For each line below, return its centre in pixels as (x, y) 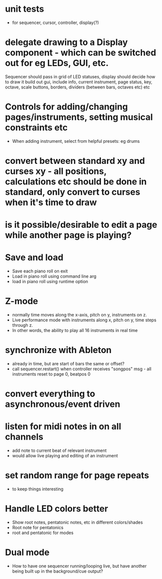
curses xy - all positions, (56, 171)
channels (24, 437)
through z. (22, 325)
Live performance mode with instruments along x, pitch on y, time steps (84, 320)
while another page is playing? (68, 235)
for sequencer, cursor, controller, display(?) (55, 22)
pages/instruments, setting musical (79, 117)
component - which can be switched (81, 53)
